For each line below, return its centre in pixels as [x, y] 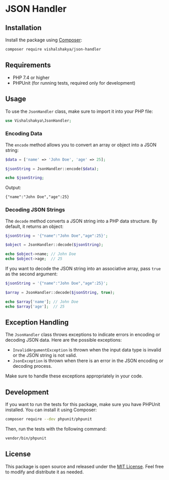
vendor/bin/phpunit [26, 438]
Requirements [28, 65]
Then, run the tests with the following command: [56, 429]
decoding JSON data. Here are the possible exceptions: [64, 340]
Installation [23, 28]
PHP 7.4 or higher [31, 78]
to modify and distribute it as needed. [45, 472]
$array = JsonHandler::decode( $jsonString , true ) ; [60, 292]
